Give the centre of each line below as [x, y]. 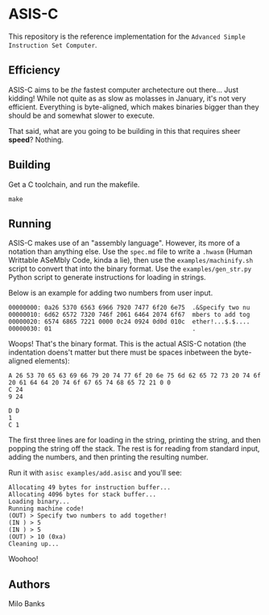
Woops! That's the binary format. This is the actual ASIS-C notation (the [128, 344]
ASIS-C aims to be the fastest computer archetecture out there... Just [124, 89]
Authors [29, 584]
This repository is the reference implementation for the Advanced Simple [127, 36]
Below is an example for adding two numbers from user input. [111, 293]
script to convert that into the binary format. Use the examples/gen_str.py [130, 269]
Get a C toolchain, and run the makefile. [74, 184]
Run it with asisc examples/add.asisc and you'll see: [95, 473]
